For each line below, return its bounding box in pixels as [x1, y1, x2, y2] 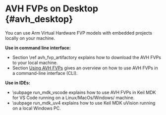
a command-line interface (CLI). [12, 70, 78, 76]
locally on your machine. [5, 35, 55, 41]
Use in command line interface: [5, 45, 71, 51]
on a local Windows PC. [12, 105, 61, 111]
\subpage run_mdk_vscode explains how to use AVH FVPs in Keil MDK [12, 89, 156, 95]
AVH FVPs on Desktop [5, 3, 98, 14]
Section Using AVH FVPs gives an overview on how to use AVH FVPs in [12, 65, 158, 71]
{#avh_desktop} [5, 13, 73, 25]
